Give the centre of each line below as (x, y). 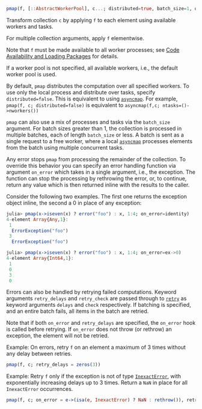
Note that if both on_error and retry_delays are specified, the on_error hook (101, 323)
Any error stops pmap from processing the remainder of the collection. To (96, 159)
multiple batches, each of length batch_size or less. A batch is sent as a (95, 135)
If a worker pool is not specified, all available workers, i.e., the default (92, 68)
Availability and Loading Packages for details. (63, 56)
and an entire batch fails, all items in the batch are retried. (78, 311)
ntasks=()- (176, 105)
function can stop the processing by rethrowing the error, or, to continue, (96, 178)
